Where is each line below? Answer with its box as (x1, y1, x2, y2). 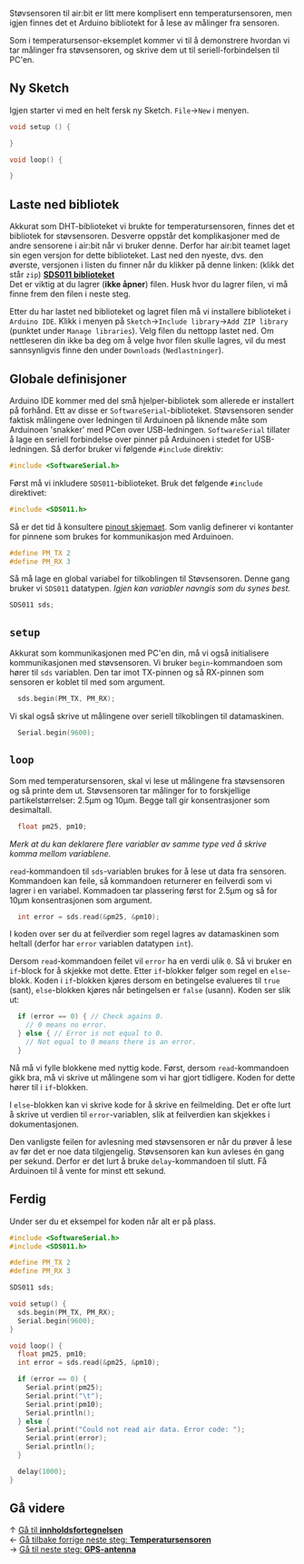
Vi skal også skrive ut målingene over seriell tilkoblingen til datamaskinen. (9, 711, 284, 721)
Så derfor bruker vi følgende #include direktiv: (51, 443, 224, 454)
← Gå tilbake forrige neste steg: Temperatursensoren (9, 1534, 211, 1545)
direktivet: (9, 486, 47, 498)
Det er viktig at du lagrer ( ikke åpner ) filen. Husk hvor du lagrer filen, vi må (9, 279, 289, 290)
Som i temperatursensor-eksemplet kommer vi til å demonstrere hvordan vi (9, 35, 290, 45)
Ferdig (9, 1191, 47, 1208)
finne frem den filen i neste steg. (9, 288, 132, 299)
